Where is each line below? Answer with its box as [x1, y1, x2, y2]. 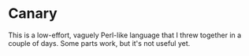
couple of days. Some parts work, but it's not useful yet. [8, 38, 191, 47]
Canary [8, 5, 58, 23]
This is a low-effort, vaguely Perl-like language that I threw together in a [8, 30, 242, 40]
